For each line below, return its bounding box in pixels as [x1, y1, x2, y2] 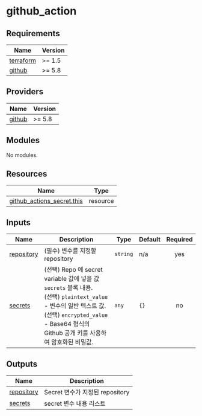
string [114, 251, 133, 258]
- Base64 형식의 [44, 320, 90, 328]
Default [139, 235, 161, 244]
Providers [6, 86, 44, 97]
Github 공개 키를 [44, 329, 88, 338]
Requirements [6, 28, 60, 39]
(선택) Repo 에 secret [44, 266, 103, 274]
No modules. [6, 151, 38, 158]
